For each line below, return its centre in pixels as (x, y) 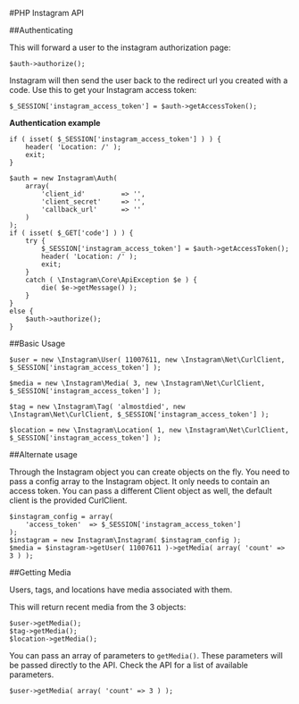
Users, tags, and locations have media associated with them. (121, 590)
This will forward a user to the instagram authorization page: (120, 47)
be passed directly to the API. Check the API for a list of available (129, 665)
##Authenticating (41, 30)
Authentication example (55, 123)
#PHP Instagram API (47, 13)
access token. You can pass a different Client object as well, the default (141, 491)
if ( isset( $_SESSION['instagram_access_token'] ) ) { (115, 139)
